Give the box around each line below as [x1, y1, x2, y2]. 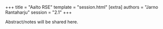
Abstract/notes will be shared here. [5, 19, 78, 25]
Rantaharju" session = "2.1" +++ [5, 9, 72, 15]
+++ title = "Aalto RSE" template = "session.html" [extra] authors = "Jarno [5, 4, 158, 10]
